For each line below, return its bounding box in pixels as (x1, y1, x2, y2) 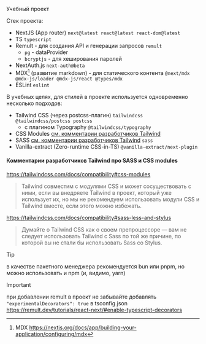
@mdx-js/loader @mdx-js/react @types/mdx (15, 76, 123, 82)
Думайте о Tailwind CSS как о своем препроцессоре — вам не (21, 225, 187, 233)
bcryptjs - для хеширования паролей (24, 55, 123, 62)
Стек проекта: (6, 17, 44, 24)
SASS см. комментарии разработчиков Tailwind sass (15, 136, 153, 144)
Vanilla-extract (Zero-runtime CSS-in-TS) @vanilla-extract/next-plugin (15, 143, 198, 150)
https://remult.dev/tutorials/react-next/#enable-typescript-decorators (6, 306, 183, 313)
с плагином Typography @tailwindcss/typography (24, 123, 151, 131)
